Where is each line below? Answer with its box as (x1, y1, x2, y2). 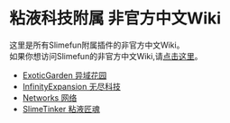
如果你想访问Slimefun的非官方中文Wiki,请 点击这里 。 (9, 50, 203, 61)
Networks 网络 (22, 92, 78, 103)
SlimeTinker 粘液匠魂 (22, 103, 101, 114)
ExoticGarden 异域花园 (22, 69, 107, 81)
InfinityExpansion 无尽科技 (22, 81, 122, 92)
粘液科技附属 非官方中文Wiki (9, 8, 222, 29)
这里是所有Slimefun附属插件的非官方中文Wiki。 (9, 40, 185, 50)
